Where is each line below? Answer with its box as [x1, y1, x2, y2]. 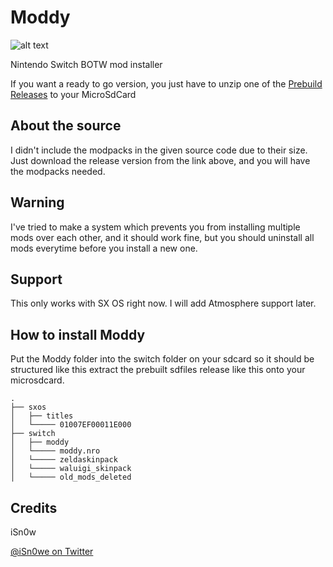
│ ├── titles [10, 411, 74, 421]
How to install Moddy [10, 326, 146, 343]
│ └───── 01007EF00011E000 [10, 420, 132, 430]
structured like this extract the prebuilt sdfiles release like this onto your [10, 364, 306, 376]
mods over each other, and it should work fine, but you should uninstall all [10, 231, 315, 243]
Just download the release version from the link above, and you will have [10, 154, 311, 166]
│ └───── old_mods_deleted [10, 472, 132, 483]
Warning [10, 194, 65, 211]
